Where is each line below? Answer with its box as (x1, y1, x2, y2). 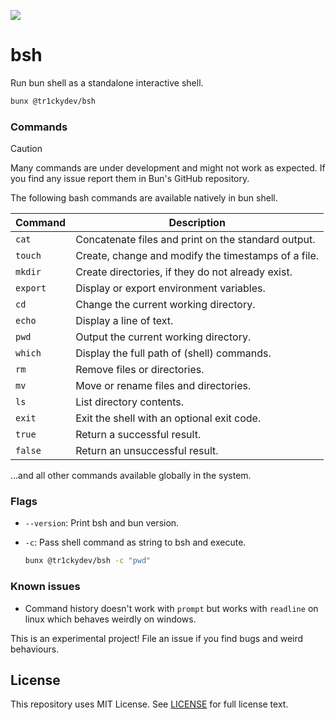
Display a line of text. (75, 314, 174, 328)
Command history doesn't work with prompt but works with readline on (24, 602, 319, 614)
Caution (10, 143, 43, 155)
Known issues (10, 580, 81, 594)
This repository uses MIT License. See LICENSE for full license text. (10, 698, 289, 710)
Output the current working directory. (75, 330, 252, 344)
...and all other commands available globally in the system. (10, 470, 252, 482)
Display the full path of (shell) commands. (75, 346, 272, 360)
